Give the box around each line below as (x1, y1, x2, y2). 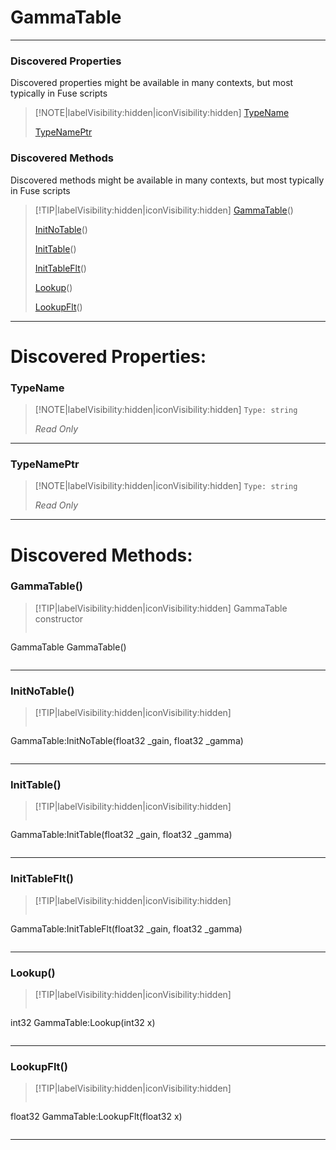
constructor (34, 612, 84, 625)
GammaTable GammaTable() (10, 641, 127, 653)
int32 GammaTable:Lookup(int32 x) (10, 1016, 156, 1028)
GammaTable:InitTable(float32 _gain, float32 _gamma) (10, 829, 233, 841)
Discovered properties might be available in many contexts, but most (10, 77, 294, 89)
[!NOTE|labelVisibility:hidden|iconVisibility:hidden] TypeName (34, 107, 290, 119)
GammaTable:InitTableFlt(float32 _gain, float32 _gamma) (10, 922, 243, 935)
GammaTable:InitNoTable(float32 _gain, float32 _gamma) (10, 735, 244, 747)
